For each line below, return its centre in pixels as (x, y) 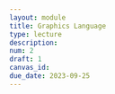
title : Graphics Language (57, 26)
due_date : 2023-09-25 (50, 76)
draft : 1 (26, 59)
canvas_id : (30, 68)
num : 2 (22, 51)
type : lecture (36, 34)
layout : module (38, 17)
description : (34, 43)
